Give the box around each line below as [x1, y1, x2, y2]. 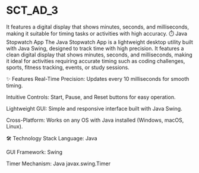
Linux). [6, 122, 23, 130]
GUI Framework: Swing [6, 148, 63, 155]
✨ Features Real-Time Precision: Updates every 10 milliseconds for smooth [6, 75, 189, 82]
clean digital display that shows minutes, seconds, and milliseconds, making [6, 51, 193, 58]
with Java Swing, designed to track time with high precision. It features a [6, 45, 184, 52]
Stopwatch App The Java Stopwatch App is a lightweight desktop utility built [6, 38, 193, 45]
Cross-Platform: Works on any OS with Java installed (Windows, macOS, [6, 117, 184, 124]
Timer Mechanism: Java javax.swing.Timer [6, 160, 111, 167]
